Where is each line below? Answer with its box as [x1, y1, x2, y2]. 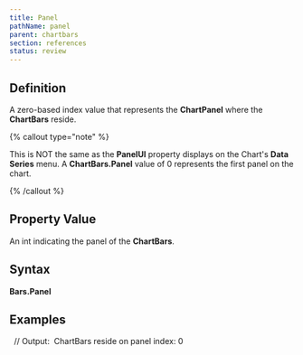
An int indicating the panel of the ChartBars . [9, 236, 175, 247]
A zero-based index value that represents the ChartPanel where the [9, 104, 263, 115]
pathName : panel [9, 22, 71, 31]
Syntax [9, 262, 51, 277]
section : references [9, 38, 88, 48]
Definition [9, 80, 66, 96]
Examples [9, 312, 66, 327]
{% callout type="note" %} [9, 131, 110, 142]
